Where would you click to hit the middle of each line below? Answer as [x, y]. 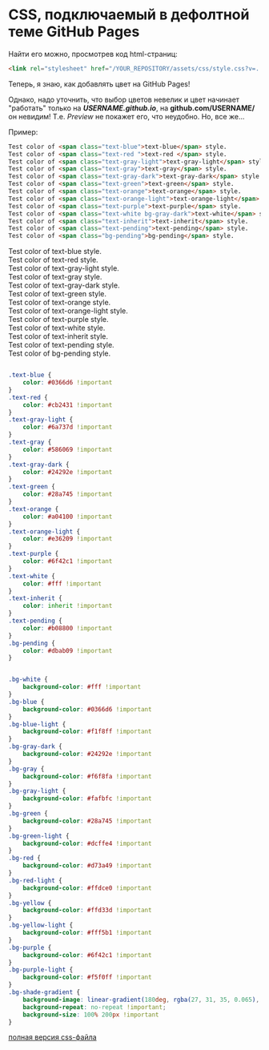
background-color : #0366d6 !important [87, 709]
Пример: [23, 132]
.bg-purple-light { [41, 970]
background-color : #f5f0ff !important [87, 978]
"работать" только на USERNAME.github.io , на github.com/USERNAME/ [132, 108]
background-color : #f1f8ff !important [87, 732]
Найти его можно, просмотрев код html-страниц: [93, 54]
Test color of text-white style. [57, 328]
